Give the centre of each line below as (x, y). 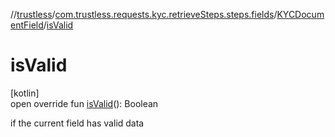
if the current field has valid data (77, 123)
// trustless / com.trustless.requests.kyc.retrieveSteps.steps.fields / (144, 14)
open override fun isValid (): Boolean (84, 103)
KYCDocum (300, 14)
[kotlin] (25, 93)
